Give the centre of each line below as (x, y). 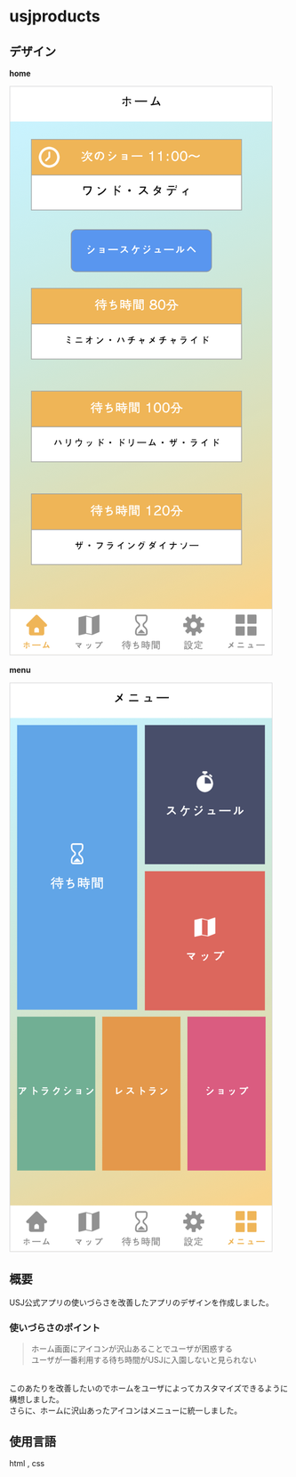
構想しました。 (36, 1400)
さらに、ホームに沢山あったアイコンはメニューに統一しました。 (126, 1411)
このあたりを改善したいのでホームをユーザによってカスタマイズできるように (149, 1388)
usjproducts (55, 16)
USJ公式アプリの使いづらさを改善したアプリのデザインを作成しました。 (141, 1303)
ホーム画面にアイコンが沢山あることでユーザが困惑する (132, 1349)
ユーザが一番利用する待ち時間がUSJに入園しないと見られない (144, 1360)
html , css (27, 1463)
